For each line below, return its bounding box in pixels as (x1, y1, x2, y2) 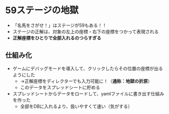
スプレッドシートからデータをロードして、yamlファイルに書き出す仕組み (12, 90, 164, 96)
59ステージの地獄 (5, 5, 79, 16)
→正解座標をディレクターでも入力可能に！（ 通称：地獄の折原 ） (20, 78, 153, 84)
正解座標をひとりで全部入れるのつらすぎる (12, 35, 102, 41)
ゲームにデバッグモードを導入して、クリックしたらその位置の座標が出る (12, 65, 163, 71)
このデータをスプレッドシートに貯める (20, 84, 100, 90)
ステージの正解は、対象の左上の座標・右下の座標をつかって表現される (12, 28, 159, 34)
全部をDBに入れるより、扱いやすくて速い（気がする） (20, 103, 133, 109)
